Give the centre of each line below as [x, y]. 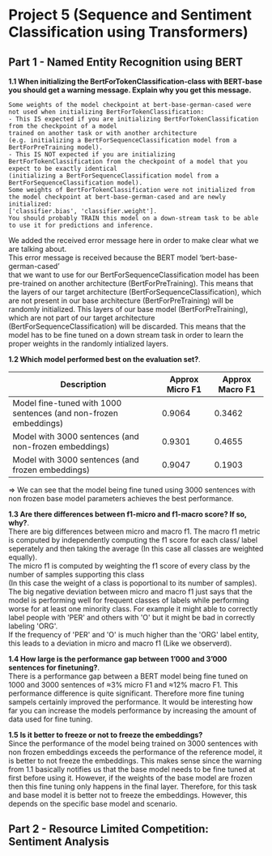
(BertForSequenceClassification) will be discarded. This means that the [127, 326]
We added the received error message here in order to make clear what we [134, 240]
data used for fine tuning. [51, 719]
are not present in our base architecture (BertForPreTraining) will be [121, 300]
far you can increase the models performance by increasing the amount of [132, 711]
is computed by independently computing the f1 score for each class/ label [133, 540]
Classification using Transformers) [128, 32]
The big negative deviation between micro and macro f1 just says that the [130, 592]
